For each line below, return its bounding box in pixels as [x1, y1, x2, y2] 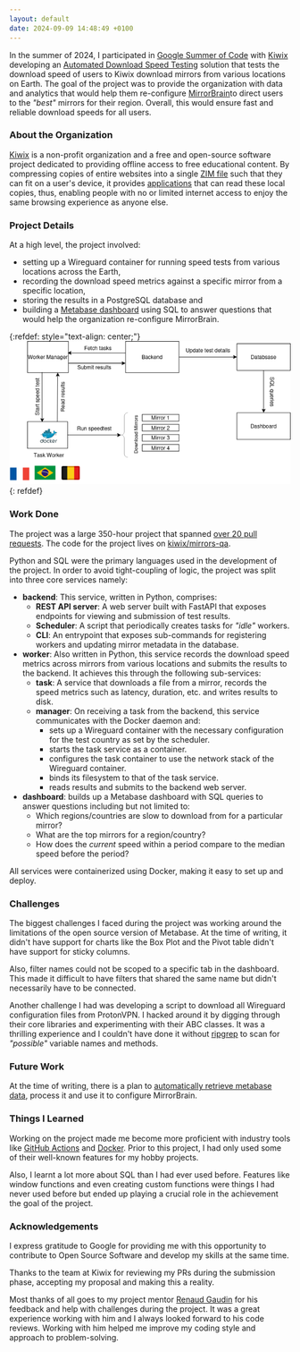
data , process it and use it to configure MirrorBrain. [9, 1090, 198, 1101]
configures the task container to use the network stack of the [48, 753, 275, 764]
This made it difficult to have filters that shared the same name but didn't [9, 974, 277, 984]
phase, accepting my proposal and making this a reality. [9, 1276, 215, 1288]
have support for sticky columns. [9, 947, 131, 957]
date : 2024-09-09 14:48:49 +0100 [9, 23, 134, 33]
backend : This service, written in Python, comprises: [21, 591, 218, 602]
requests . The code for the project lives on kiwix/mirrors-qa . [9, 538, 231, 548]
